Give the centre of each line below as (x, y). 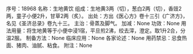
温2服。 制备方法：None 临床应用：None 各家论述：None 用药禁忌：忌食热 (96, 38)
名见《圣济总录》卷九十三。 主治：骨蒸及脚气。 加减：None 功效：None (93, 23)
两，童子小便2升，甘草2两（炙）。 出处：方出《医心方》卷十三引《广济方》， (97, 16)
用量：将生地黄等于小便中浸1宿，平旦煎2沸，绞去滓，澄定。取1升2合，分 (98, 31)
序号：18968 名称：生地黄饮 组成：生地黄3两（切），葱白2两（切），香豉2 (94, 9)
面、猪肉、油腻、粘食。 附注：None (49, 45)
